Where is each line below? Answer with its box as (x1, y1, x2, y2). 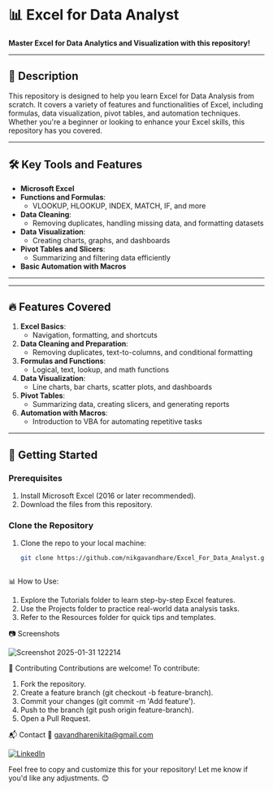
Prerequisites (8, 472, 63, 483)
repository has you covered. (8, 125, 103, 135)
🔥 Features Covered (8, 299, 111, 313)
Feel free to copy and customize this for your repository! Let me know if (8, 765, 249, 775)
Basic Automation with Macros (19, 261, 127, 271)
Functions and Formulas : (19, 192, 106, 202)
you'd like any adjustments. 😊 (8, 773, 110, 783)
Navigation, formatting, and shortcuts (32, 330, 158, 340)
